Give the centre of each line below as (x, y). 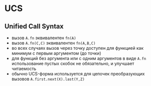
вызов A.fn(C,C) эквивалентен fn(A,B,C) (53, 43)
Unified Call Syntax (34, 26)
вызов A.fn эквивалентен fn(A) (44, 38)
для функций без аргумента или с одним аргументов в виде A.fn (79, 58)
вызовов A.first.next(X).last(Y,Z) (48, 79)
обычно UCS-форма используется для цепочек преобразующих (78, 74)
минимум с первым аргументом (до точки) (56, 53)
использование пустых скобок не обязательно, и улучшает (73, 64)
